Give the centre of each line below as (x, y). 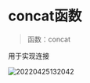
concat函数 (45, 16)
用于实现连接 (29, 56)
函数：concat (49, 39)
